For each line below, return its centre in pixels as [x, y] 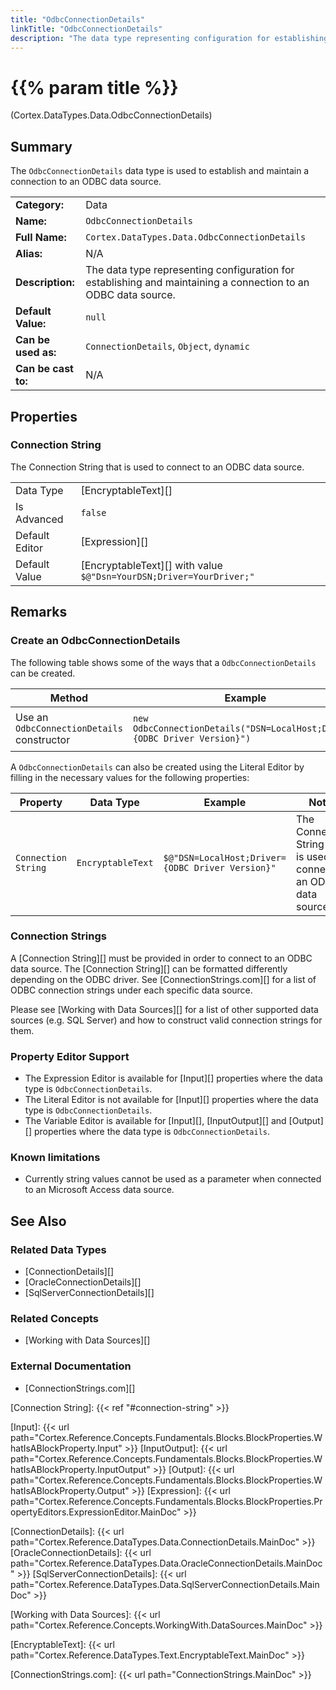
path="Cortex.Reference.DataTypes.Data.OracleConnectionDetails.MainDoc [166, 1563]
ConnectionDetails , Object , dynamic [167, 346]
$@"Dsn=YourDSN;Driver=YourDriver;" [167, 576]
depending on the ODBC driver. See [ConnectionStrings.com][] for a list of [163, 979]
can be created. [43, 673]
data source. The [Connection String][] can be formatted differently [149, 968]
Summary [41, 146]
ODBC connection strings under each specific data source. [131, 990]
